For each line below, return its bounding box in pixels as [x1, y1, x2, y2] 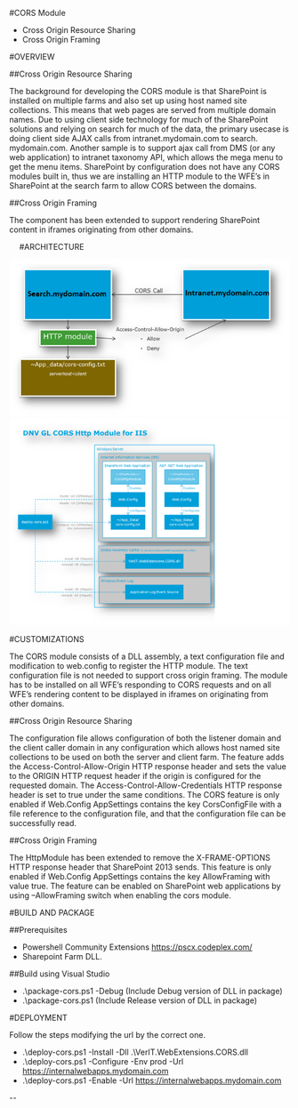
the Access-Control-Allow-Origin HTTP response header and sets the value [9, 761, 286, 772]
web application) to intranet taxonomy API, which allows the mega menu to [9, 152, 283, 163]
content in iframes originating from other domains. [9, 224, 194, 235]
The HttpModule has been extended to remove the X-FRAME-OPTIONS [9, 853, 271, 863]
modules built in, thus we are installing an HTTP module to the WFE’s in [9, 171, 270, 181]
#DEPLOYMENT [9, 1013, 68, 1024]
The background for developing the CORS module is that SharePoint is [9, 86, 267, 96]
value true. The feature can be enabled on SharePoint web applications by [9, 880, 281, 892]
